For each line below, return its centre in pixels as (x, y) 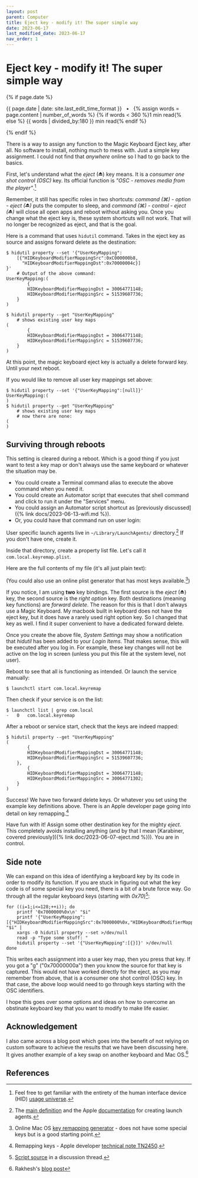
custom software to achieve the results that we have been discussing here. (97, 1047)
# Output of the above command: (56, 273)
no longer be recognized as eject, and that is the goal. (72, 224)
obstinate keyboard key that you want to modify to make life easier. (88, 1008)
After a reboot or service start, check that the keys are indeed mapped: (92, 726)
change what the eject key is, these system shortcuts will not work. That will (99, 218)
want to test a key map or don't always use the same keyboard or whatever (97, 465)
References (28, 1073)
